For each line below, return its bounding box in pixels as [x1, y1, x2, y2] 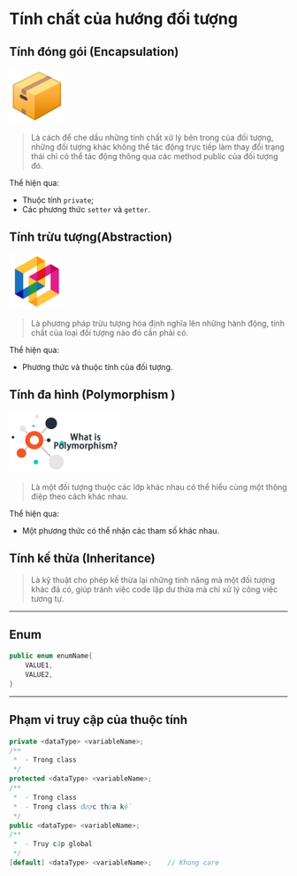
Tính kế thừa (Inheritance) [9, 551, 156, 566]
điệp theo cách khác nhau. [30, 491, 128, 502]
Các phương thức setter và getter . [21, 204, 150, 214]
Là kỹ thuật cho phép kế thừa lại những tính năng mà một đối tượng [30, 574, 276, 585]
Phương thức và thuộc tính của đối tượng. [21, 361, 173, 372]
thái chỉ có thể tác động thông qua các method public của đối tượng [30, 151, 278, 161]
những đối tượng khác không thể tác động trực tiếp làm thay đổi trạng [30, 142, 285, 152]
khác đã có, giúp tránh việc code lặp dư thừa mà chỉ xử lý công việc [30, 584, 278, 595]
